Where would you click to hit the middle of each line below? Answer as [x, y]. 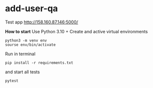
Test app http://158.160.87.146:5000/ [42, 22]
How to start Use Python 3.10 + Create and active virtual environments [76, 31]
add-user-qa [31, 9]
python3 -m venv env [26, 40]
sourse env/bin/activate [30, 44]
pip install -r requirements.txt [39, 63]
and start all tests [23, 72]
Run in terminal [20, 54]
